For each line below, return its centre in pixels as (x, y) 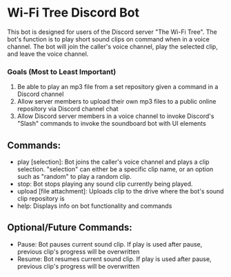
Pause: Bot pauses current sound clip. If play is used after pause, (110, 244)
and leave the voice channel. (48, 54)
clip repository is (41, 199)
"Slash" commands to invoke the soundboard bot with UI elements (112, 124)
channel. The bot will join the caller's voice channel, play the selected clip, (113, 46)
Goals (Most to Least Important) (62, 72)
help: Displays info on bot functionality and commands (94, 206)
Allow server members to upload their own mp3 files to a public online (117, 102)
